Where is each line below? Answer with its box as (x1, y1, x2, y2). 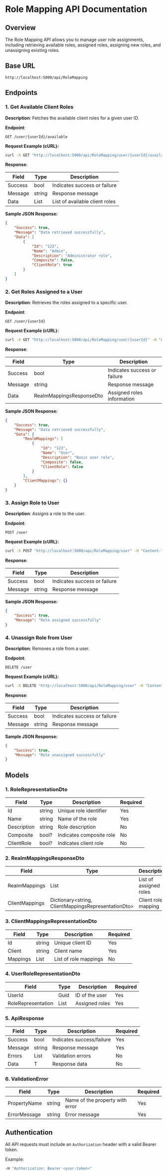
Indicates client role (58, 839, 104, 846)
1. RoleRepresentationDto (5, 786, 68, 793)
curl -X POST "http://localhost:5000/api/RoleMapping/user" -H (5, 549, 139, 554)
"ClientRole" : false (40, 464, 83, 469)
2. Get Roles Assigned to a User (5, 288, 83, 295)
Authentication (5, 1128, 53, 1137)
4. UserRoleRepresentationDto (5, 970, 81, 977)
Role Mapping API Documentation (5, 3, 148, 15)
